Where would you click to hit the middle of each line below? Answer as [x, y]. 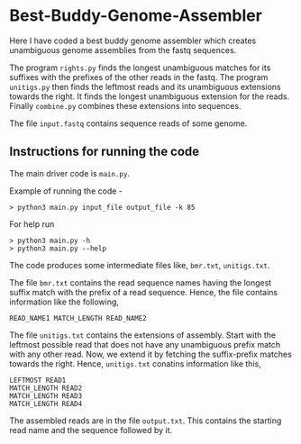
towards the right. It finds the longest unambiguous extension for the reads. [150, 96]
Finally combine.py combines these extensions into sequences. [125, 105]
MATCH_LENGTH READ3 [46, 396]
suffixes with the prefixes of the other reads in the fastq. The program [139, 77]
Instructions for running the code [105, 152]
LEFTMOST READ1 [38, 380]
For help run [32, 224]
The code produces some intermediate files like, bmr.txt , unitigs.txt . [140, 265]
